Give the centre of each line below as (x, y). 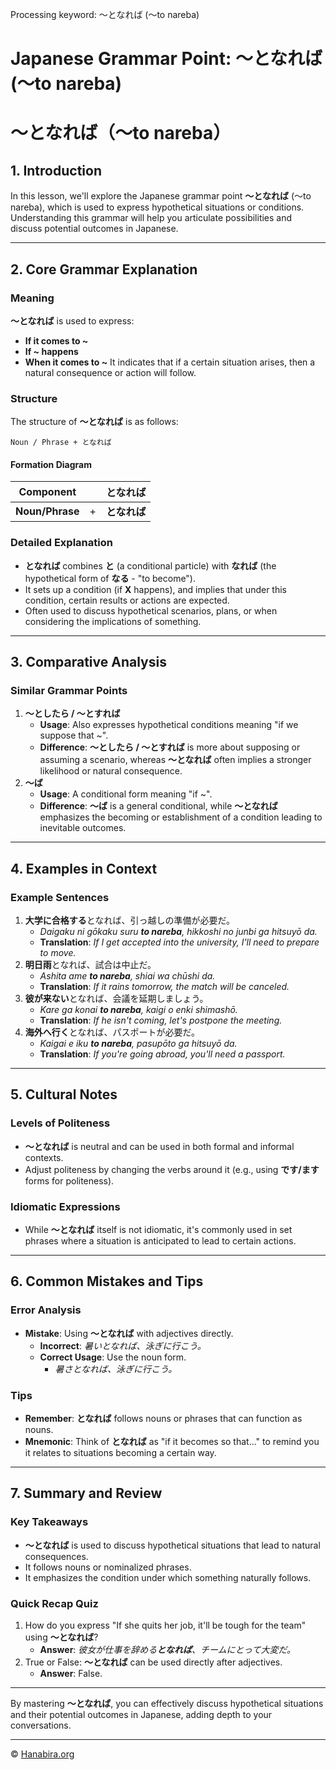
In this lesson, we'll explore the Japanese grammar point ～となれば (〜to (161, 196)
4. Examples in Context (84, 868)
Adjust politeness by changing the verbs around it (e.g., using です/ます (172, 1169)
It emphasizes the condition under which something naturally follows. (168, 1577)
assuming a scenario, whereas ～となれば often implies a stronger (175, 760)
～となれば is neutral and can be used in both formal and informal (159, 1146)
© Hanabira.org (42, 1754)
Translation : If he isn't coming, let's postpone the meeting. (161, 1020)
